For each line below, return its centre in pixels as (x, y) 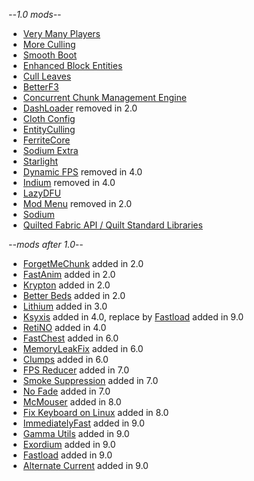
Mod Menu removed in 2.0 (77, 203)
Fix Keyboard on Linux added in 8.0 (96, 412)
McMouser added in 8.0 (72, 402)
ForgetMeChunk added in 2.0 (83, 263)
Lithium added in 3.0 (65, 306)
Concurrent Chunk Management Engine (104, 97)
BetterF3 (41, 87)
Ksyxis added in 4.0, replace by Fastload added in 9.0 (133, 317)
